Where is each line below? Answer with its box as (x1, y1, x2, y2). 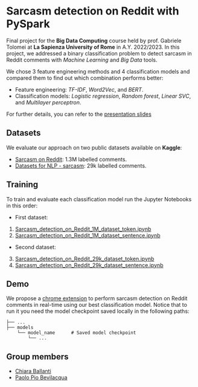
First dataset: (14, 213, 48, 221)
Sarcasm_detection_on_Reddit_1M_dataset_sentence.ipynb (14, 231, 161, 239)
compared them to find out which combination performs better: (6, 74, 164, 81)
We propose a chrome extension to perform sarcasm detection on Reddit (6, 295, 188, 302)
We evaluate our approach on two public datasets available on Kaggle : (6, 143, 182, 151)
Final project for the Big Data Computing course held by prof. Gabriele (6, 37, 182, 44)
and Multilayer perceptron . (14, 98, 81, 106)
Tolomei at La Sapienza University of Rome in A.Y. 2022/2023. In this (6, 43, 180, 51)
